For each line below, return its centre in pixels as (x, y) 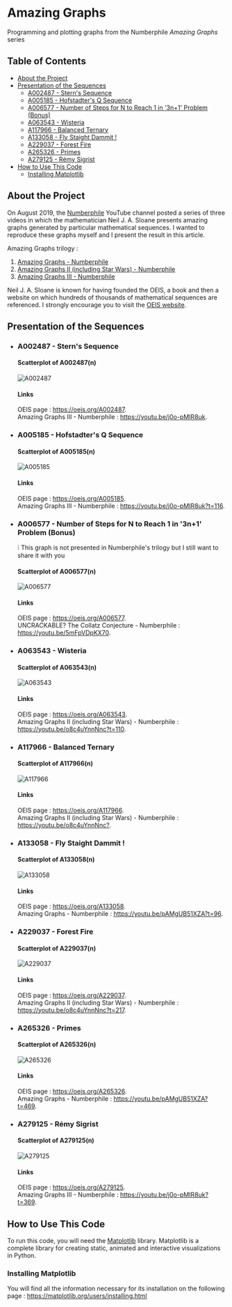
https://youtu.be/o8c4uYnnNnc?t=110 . (72, 729)
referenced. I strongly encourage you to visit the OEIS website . (97, 304)
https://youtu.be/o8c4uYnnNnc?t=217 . (72, 1010)
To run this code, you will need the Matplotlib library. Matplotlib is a (103, 1241)
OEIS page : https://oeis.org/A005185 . (72, 498)
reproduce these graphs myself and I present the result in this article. (106, 235)
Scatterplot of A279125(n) (56, 1140)
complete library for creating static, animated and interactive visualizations (114, 1248)
